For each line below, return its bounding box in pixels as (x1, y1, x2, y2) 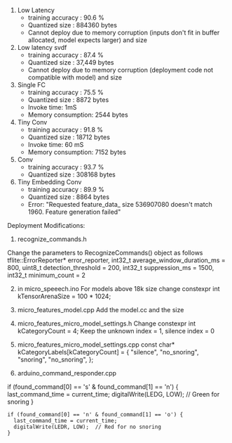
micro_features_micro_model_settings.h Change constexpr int (17, 319, 196, 328)
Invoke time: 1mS (27, 103, 77, 111)
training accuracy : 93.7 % (27, 163, 104, 171)
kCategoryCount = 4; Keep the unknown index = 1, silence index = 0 (17, 327, 215, 335)
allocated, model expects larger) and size (27, 36, 147, 44)
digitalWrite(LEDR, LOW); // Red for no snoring (13, 423, 161, 430)
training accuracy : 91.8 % (27, 126, 104, 134)
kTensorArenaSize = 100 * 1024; (17, 292, 111, 300)
